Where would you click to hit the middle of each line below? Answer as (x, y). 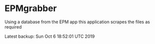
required (13, 27)
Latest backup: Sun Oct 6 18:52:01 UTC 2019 (50, 36)
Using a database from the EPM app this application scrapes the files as (77, 22)
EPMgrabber (31, 8)
